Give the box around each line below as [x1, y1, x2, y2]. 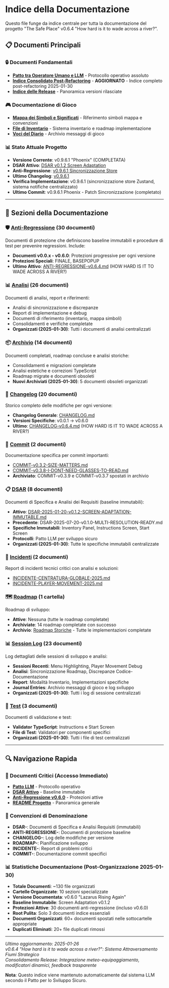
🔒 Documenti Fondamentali [5, 59, 73, 66]
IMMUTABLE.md [12, 514, 47, 521]
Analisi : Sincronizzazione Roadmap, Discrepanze [12, 668, 115, 674]
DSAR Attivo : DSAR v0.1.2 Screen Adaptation [12, 163, 106, 169]
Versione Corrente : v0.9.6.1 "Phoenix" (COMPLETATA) [12, 157, 126, 163]
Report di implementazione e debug [12, 310, 87, 316]
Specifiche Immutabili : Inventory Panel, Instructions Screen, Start [12, 525, 150, 531]
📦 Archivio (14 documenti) [5, 339, 72, 346]
